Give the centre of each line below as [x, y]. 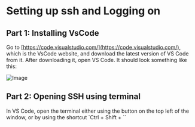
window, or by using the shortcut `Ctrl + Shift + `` [66, 117]
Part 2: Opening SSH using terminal [73, 97]
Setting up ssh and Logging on [83, 11]
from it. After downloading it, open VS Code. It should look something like [97, 60]
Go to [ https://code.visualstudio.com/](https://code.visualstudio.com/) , [94, 47]
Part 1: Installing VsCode [53, 33]
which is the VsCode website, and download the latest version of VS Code [97, 54]
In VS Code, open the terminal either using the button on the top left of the [98, 111]
